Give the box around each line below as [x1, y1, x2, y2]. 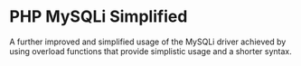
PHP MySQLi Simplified [9, 6, 188, 27]
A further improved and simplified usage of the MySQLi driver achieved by [9, 36, 287, 47]
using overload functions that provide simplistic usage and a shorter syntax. [9, 45, 292, 56]
